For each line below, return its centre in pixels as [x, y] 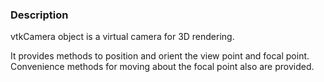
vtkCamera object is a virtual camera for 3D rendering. [122, 37]
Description [39, 15]
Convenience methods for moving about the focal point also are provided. [162, 67]
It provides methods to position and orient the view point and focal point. [160, 56]
